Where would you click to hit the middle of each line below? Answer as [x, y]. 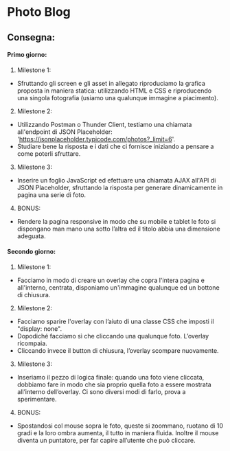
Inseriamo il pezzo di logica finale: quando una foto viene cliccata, [111, 377]
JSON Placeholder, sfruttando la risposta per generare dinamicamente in [120, 187]
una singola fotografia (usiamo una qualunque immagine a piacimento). [117, 97]
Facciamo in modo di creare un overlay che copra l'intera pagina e [111, 280]
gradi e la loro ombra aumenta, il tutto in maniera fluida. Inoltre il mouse [118, 432]
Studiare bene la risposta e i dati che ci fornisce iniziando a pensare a [115, 146]
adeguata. [31, 236]
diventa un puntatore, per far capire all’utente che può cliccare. [106, 440]
